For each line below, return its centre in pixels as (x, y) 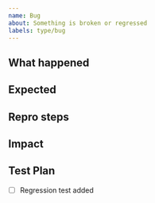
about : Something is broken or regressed (78, 23)
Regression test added (56, 190)
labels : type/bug (37, 30)
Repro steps (39, 117)
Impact (26, 144)
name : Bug (25, 16)
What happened (49, 62)
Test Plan (32, 171)
